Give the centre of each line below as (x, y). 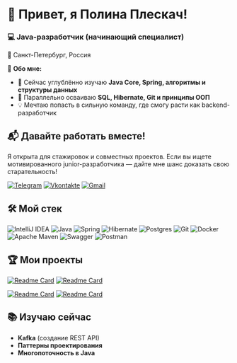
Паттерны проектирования (60, 345)
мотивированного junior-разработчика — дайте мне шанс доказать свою (118, 164)
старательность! (33, 172)
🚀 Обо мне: (25, 69)
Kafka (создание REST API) (59, 338)
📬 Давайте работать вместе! (76, 136)
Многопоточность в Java (56, 352)
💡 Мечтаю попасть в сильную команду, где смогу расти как (109, 105)
